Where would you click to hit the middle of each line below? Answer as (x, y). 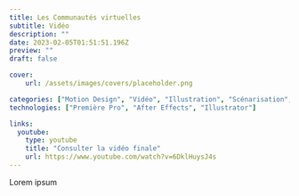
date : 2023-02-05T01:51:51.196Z (69, 42)
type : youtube (51, 140)
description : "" (39, 34)
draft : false (33, 59)
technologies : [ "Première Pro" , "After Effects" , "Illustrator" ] (133, 108)
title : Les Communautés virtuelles (75, 17)
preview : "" (31, 51)
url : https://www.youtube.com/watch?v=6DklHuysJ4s (121, 157)
